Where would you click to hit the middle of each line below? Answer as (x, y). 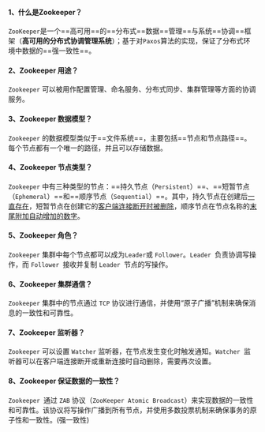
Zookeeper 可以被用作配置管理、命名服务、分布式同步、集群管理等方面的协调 (132, 89)
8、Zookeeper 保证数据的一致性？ (64, 381)
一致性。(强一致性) (59, 419)
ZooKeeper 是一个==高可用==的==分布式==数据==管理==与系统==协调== (126, 31)
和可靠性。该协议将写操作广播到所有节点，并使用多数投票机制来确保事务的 (129, 410)
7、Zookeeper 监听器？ (47, 332)
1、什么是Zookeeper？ (45, 12)
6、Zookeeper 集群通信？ (50, 284)
